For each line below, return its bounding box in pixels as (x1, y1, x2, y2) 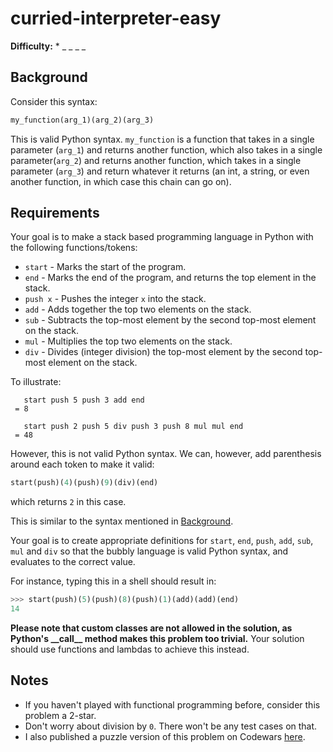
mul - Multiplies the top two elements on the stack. (24, 335, 233, 347)
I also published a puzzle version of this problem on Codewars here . (24, 730, 306, 742)
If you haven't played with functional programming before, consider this (24, 698, 321, 711)
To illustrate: (10, 376, 62, 388)
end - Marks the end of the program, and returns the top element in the (24, 272, 317, 284)
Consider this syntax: (10, 95, 98, 107)
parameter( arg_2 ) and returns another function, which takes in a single (10, 154, 302, 166)
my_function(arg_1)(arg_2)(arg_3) (10, 115, 155, 125)
